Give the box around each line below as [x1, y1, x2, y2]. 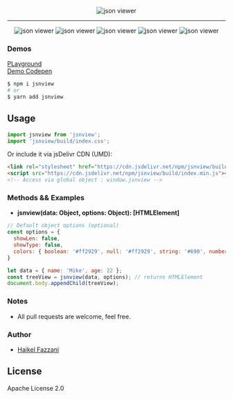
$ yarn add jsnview [7, 94, 64, 101]
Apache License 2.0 [7, 384, 64, 392]
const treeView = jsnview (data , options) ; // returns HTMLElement [7, 273, 203, 281]
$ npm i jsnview [7, 81, 54, 88]
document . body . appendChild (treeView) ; [7, 280, 119, 287]
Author [7, 329, 32, 339]
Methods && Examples [7, 193, 85, 203]
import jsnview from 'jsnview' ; [7, 131, 101, 138]
